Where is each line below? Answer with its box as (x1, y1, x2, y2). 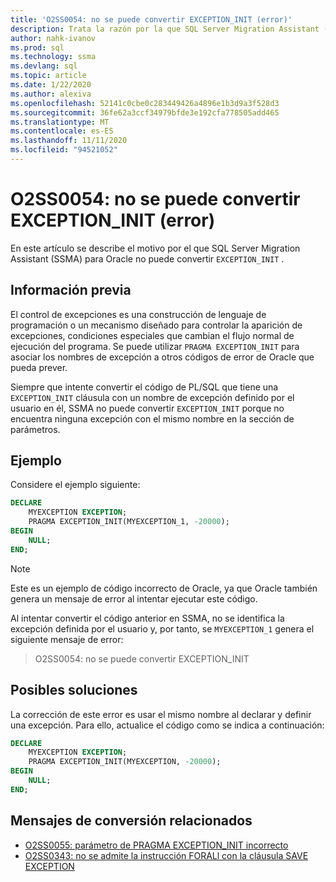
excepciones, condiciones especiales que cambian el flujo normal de (10, 329, 295, 341)
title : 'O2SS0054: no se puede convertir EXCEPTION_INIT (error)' (10, 14, 293, 25)
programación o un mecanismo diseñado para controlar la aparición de (10, 319, 303, 331)
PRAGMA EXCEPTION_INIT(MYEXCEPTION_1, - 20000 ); (28, 517, 230, 527)
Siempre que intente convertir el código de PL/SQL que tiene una (10, 381, 279, 393)
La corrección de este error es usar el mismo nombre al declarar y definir (10, 708, 312, 720)
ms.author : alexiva (10, 89, 92, 99)
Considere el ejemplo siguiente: (10, 479, 141, 491)
